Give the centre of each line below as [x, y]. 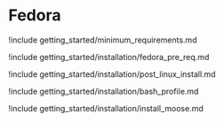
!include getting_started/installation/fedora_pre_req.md [109, 57]
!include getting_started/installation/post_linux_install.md [112, 74]
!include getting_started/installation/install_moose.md [106, 108]
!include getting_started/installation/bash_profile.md [104, 91]
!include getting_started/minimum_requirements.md [103, 40]
